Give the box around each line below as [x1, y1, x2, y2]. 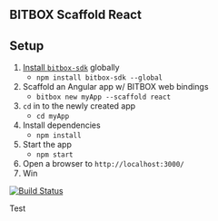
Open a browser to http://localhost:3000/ [22, 159, 184, 169]
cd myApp [35, 112, 70, 121]
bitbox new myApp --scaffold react [35, 92, 171, 102]
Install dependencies [22, 120, 102, 130]
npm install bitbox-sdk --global [35, 73, 163, 82]
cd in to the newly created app [22, 101, 136, 111]
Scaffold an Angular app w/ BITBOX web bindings [22, 82, 209, 92]
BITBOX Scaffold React [9, 7, 143, 23]
